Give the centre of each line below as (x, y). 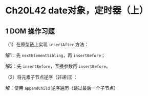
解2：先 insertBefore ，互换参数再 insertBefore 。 (58, 66)
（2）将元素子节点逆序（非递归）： (41, 77)
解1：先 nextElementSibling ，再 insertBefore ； (56, 55)
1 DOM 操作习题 (30, 31)
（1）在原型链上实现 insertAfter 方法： (47, 44)
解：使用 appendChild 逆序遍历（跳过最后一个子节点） (62, 88)
